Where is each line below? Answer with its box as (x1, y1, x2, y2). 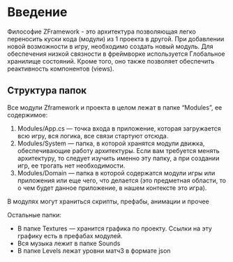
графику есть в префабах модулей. (17, 231, 123, 240)
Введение (7, 4, 68, 20)
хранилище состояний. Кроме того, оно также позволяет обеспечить (7, 57, 215, 65)
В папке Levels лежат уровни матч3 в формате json (17, 246, 171, 255)
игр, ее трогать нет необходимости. (17, 161, 126, 170)
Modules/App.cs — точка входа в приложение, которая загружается (17, 124, 221, 133)
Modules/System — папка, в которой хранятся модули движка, (17, 139, 205, 147)
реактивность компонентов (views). (7, 64, 114, 73)
